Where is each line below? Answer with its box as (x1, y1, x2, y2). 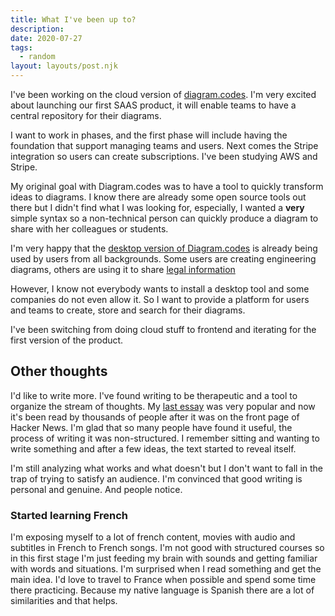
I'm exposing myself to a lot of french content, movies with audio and (10, 531, 296, 543)
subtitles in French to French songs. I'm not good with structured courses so (10, 542, 325, 554)
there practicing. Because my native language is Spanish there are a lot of (10, 584, 315, 596)
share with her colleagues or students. (10, 223, 169, 235)
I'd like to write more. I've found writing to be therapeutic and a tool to (10, 389, 298, 401)
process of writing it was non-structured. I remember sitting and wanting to (10, 432, 320, 444)
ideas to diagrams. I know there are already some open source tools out (10, 191, 307, 203)
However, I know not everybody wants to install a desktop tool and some (10, 283, 310, 295)
